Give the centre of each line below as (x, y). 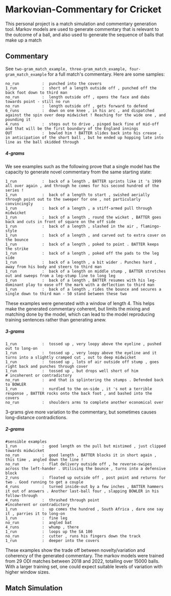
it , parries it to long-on (35, 513)
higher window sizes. (28, 572)
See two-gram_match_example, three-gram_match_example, (66, 68)
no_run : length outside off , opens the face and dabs (78, 97)
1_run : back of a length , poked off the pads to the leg (82, 253)
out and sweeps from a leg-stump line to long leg (60, 276)
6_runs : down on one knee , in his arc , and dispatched (80, 111)
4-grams (15, 153)
